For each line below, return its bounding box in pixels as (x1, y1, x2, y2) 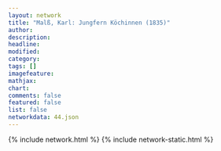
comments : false (8, 92, 61, 99)
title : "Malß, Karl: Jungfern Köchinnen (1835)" (8, 19, 171, 27)
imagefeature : (8, 70, 55, 77)
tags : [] (8, 63, 37, 70)
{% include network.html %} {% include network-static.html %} (8, 135, 214, 144)
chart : (8, 84, 30, 92)
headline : (8, 41, 41, 49)
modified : (8, 48, 41, 56)
